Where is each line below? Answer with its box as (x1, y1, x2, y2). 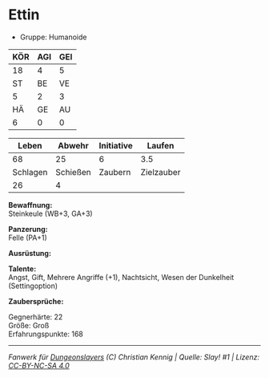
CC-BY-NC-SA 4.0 (8, 360, 70, 370)
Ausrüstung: (8, 248, 52, 258)
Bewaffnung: (8, 200, 53, 209)
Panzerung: (8, 224, 48, 234)
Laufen (147, 140, 175, 151)
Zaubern (98, 166, 131, 177)
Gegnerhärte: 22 (8, 311, 63, 322)
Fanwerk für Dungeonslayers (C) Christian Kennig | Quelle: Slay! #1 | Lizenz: (8, 352, 260, 362)
